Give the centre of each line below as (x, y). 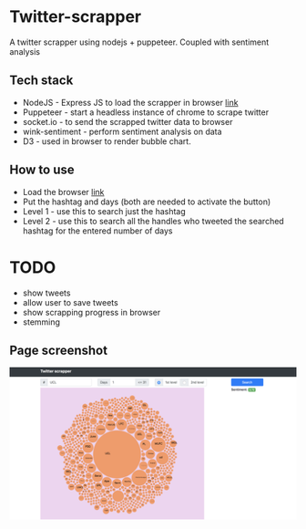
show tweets (46, 293)
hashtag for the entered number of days (97, 231)
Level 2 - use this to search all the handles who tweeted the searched (153, 221)
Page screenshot (58, 350)
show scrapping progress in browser (92, 312)
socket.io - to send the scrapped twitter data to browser (127, 121)
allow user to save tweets (70, 302)
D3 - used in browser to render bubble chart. (107, 141)
